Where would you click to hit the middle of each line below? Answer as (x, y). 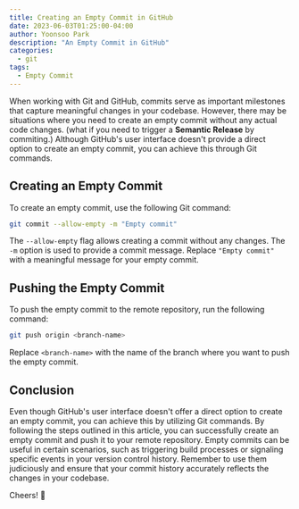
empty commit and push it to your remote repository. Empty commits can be (149, 439)
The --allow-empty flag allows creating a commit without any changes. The (147, 241)
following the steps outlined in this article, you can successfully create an (144, 430)
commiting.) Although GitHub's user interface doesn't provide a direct (137, 138)
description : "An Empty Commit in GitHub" (89, 42)
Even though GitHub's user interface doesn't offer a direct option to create (146, 411)
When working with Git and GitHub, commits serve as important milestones (147, 101)
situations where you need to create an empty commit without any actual (143, 120)
